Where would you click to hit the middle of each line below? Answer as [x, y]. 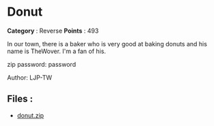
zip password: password [42, 64]
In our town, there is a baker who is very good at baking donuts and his [107, 44]
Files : [20, 99]
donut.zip [30, 115]
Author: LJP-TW [30, 77]
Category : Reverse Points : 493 [53, 31]
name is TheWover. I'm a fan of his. [56, 51]
